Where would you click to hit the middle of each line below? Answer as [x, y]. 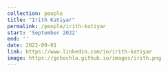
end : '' [18, 39]
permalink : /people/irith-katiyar [57, 26]
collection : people [35, 13]
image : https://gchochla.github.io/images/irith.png [84, 58]
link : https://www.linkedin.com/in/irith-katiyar [80, 52]
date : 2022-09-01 [32, 45]
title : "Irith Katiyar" [41, 20]
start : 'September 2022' [43, 33]
